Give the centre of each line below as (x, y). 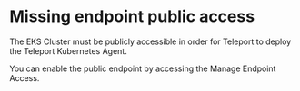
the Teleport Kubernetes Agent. (68, 50)
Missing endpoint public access (132, 17)
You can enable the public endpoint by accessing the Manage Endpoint (143, 68)
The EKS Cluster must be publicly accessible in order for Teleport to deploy (150, 41)
